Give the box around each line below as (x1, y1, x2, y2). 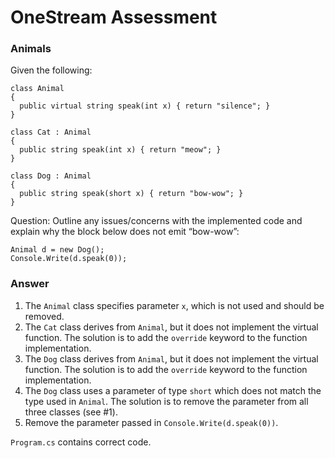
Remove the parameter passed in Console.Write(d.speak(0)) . (24, 416, 279, 428)
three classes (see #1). (24, 406, 118, 418)
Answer (10, 277, 50, 291)
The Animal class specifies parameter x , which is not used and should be (24, 299, 325, 311)
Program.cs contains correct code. (10, 436, 152, 448)
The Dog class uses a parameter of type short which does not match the (24, 384, 322, 396)
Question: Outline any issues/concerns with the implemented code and (10, 215, 303, 227)
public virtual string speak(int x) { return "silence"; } (19, 101, 271, 111)
